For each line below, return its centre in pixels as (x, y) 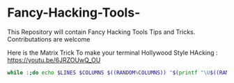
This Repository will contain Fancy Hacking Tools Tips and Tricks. (101, 32)
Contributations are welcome (49, 39)
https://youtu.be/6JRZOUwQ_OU (54, 59)
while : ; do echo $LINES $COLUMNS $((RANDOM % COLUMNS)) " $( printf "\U (109, 73)
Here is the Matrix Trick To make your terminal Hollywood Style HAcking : (112, 53)
